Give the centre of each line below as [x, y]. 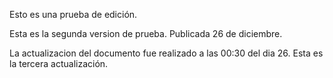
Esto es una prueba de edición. [73, 14]
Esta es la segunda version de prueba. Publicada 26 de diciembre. [146, 33]
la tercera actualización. [59, 63]
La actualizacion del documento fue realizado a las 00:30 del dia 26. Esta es [166, 53]
